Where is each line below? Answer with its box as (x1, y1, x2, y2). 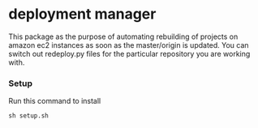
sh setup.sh (8, 112, 49, 120)
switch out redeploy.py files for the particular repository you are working (8, 49, 251, 58)
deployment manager (8, 5, 157, 23)
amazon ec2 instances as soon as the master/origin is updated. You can (8, 40, 249, 49)
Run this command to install (8, 96, 101, 106)
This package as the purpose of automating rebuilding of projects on (8, 32, 239, 41)
